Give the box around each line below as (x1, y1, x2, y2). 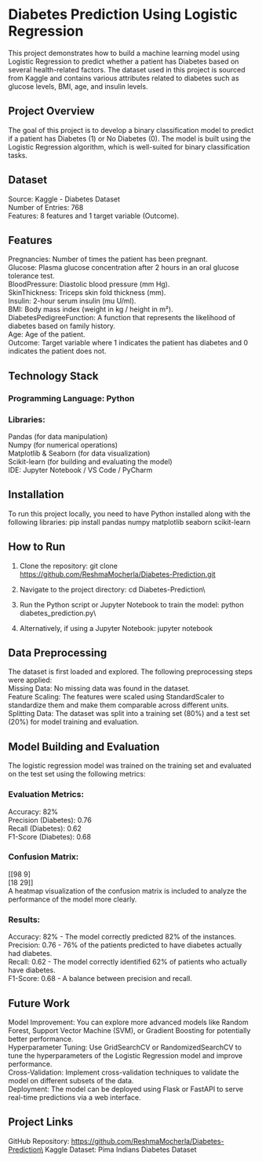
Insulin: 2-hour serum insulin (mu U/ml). (8, 297, 136, 306)
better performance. (8, 1034, 74, 1043)
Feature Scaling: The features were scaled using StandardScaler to (8, 692, 225, 702)
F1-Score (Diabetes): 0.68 (8, 832, 92, 841)
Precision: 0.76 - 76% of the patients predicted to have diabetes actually (8, 940, 242, 950)
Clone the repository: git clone (19, 561, 118, 570)
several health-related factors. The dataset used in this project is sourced (8, 65, 246, 74)
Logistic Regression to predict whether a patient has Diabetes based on (8, 57, 239, 66)
